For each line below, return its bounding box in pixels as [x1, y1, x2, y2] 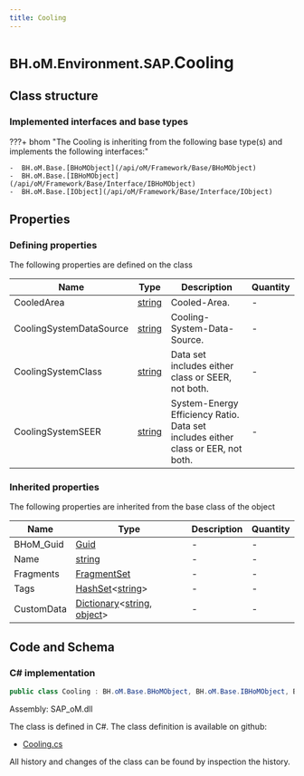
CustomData [14, 603, 68, 616]
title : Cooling [9, 13, 67, 23]
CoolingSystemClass [14, 365, 102, 378]
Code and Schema [9, 639, 115, 655]
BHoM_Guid [14, 538, 65, 551]
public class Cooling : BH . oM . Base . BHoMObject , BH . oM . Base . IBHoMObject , [9, 687, 290, 696]
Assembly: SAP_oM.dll [9, 703, 93, 714]
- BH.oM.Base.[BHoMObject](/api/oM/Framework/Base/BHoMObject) [9, 163, 257, 172]
